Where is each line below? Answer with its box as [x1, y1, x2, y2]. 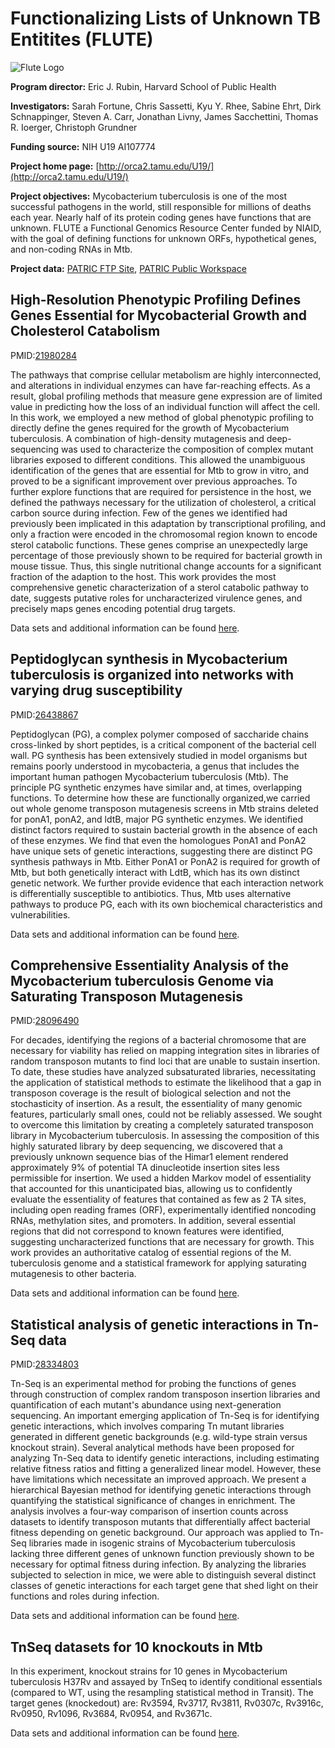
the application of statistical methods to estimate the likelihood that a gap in [10, 1077, 322, 1089]
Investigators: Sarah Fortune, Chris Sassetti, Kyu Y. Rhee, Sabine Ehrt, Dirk [10, 100, 322, 112]
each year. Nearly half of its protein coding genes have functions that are [10, 211, 312, 223]
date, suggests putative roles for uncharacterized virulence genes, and [10, 592, 303, 604]
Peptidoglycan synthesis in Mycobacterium [10, 651, 288, 668]
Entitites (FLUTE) [10, 28, 154, 51]
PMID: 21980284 [10, 349, 78, 361]
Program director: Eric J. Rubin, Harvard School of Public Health [10, 80, 277, 92]
